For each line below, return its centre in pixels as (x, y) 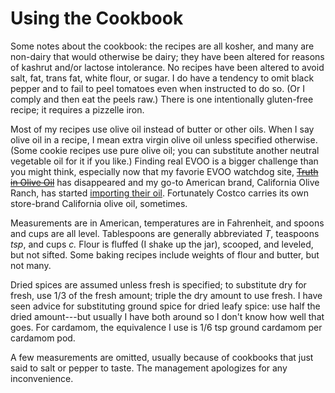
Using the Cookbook (97, 18)
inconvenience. (42, 378)
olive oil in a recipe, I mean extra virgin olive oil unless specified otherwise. (164, 139)
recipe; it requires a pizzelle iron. (77, 109)
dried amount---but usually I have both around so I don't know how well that (167, 316)
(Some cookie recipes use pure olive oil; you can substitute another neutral (165, 150)
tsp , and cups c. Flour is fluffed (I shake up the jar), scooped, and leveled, (162, 244)
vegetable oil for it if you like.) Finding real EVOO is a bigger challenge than (164, 161)
